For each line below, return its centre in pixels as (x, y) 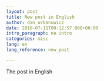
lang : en (17, 45)
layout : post (22, 11)
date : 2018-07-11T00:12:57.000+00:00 (52, 28)
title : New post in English (41, 17)
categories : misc (27, 39)
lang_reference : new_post (38, 50)
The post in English (29, 72)
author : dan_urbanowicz (35, 22)
